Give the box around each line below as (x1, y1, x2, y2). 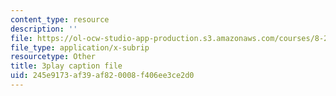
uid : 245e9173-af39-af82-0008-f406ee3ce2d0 (10, 71, 195, 81)
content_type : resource (10, 14, 110, 25)
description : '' (10, 24, 78, 34)
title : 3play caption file (10, 61, 123, 71)
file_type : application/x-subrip (10, 42, 150, 53)
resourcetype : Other (10, 52, 97, 62)
